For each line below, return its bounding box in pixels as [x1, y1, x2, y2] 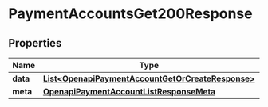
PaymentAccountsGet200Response [8, 5, 253, 23]
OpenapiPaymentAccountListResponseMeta [42, 86, 216, 97]
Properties [8, 36, 62, 50]
